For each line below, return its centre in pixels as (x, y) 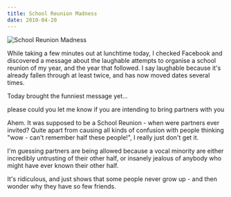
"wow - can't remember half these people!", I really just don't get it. (103, 137)
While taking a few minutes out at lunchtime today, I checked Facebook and (115, 53)
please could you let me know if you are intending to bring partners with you (116, 109)
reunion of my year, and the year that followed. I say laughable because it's (114, 68)
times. (16, 82)
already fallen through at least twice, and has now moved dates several (109, 75)
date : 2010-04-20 (32, 20)
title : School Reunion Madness (52, 13)
